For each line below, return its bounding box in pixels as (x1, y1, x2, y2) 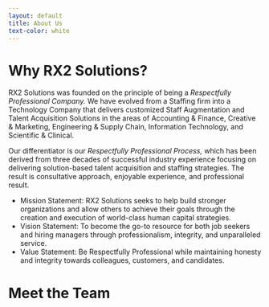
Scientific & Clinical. (8, 130, 75, 141)
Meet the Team (8, 284, 111, 302)
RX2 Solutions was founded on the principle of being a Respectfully (8, 88, 231, 97)
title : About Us (8, 19, 63, 27)
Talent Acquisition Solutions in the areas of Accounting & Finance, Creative (8, 113, 256, 123)
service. (19, 239, 47, 248)
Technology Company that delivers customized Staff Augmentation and (8, 105, 245, 115)
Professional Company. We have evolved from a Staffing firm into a (8, 96, 231, 106)
